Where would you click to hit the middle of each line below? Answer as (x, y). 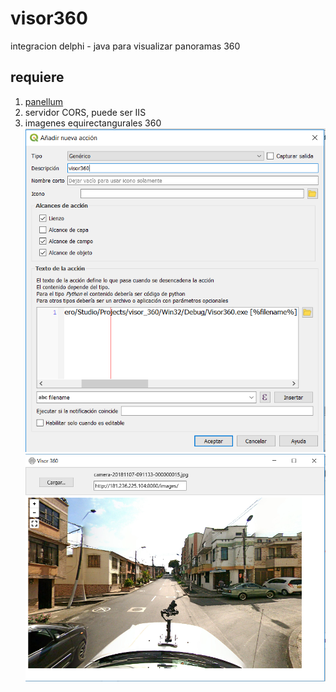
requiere (37, 77)
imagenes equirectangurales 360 (93, 123)
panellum (44, 101)
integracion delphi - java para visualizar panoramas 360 (125, 46)
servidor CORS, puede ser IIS (85, 112)
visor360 (49, 18)
